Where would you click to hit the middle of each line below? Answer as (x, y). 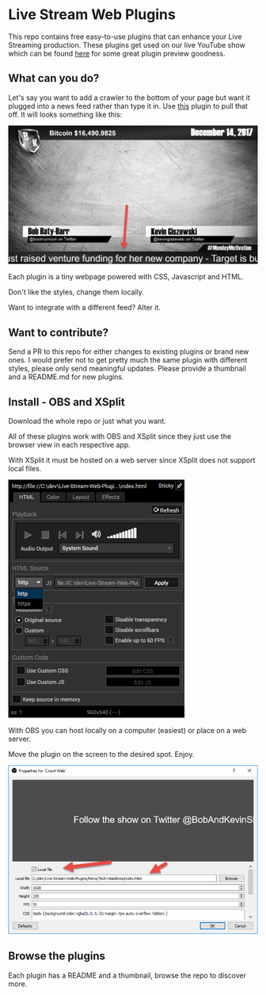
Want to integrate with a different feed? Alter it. (84, 308)
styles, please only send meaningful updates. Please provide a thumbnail (127, 369)
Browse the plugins (57, 957)
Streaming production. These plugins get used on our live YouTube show (127, 44)
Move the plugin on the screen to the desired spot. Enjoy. (101, 754)
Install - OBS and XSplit (66, 402)
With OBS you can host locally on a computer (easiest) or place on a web (127, 730)
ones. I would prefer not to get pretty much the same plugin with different (128, 360)
